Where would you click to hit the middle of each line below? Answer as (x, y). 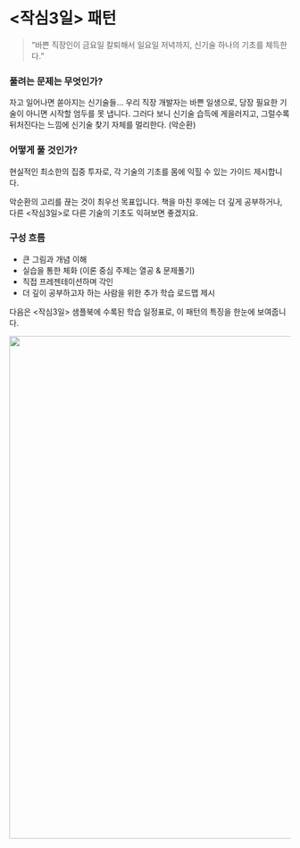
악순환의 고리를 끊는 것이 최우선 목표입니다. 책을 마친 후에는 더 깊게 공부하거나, (146, 201)
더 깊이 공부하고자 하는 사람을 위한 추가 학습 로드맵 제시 (119, 292)
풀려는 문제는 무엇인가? (56, 81)
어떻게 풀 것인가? (44, 150)
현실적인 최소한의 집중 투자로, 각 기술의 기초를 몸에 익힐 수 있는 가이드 (130, 172)
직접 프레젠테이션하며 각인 (68, 281)
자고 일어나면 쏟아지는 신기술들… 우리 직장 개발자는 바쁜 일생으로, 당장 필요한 (144, 103)
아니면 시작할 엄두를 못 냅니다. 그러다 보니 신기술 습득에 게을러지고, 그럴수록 (158, 113)
